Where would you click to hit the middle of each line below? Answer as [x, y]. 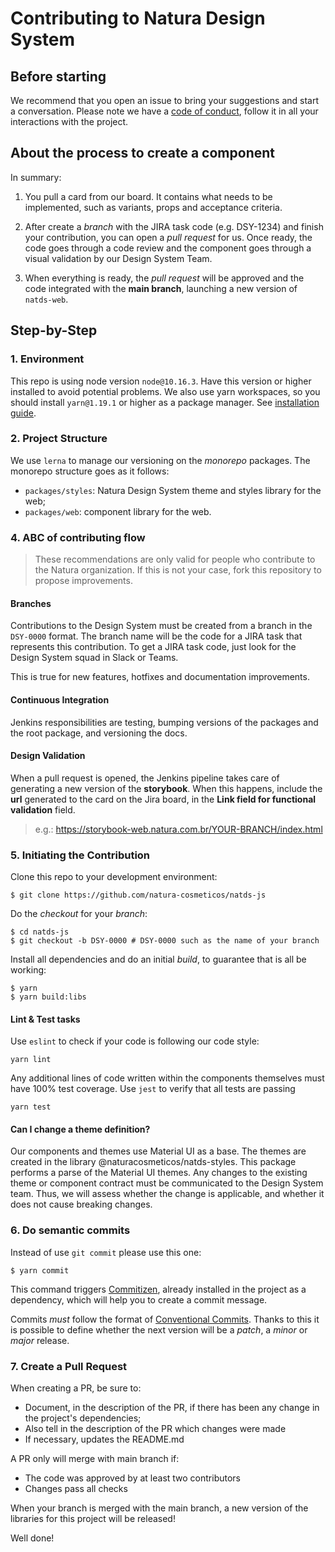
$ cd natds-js [40, 932]
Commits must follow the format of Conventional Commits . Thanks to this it [165, 1319]
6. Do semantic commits [70, 1230]
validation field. [43, 809]
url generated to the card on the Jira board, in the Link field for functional [163, 799]
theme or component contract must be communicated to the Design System [167, 1183]
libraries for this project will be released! [93, 1518]
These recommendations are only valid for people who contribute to [175, 559]
